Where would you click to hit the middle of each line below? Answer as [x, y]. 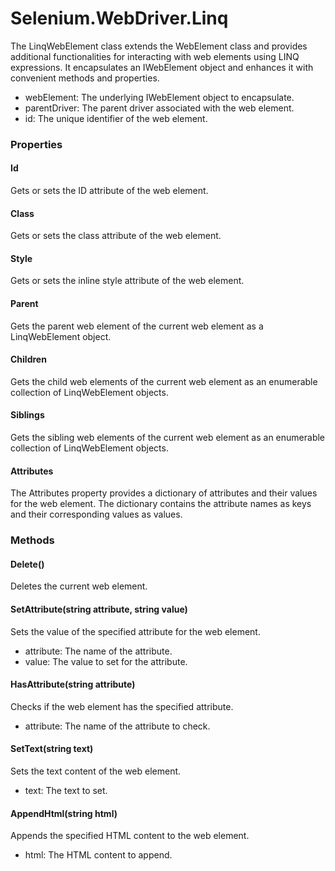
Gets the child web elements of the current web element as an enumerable [164, 381]
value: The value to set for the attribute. [106, 661]
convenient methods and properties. [85, 78]
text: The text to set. [66, 791]
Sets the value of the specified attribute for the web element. [135, 631]
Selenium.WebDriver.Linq [119, 18]
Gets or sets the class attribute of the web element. [116, 236]
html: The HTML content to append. [98, 855]
